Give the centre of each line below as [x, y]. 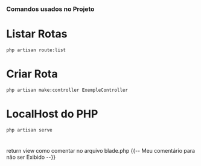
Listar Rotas [37, 34]
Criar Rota [32, 74]
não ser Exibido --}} [31, 157]
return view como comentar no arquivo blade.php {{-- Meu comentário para [101, 150]
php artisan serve [29, 130]
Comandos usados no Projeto [50, 9]
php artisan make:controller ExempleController [67, 90]
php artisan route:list [36, 50]
